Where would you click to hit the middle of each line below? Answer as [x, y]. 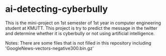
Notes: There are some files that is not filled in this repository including [78, 43]
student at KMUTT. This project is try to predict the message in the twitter [81, 28]
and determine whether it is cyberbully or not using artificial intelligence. [80, 33]
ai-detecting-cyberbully [56, 9]
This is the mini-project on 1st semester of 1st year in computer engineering [83, 23]
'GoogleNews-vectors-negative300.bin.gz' [50, 48]
